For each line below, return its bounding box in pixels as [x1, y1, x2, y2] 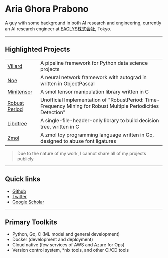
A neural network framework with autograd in [40, 74, 147, 81]
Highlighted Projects [5, 45, 71, 54]
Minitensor [7, 88, 33, 95]
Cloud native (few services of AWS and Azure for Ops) [12, 242, 125, 248]
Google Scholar [12, 199, 45, 205]
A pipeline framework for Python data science [40, 59, 148, 66]
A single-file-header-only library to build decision [40, 117, 159, 124]
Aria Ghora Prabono [5, 3, 89, 15]
